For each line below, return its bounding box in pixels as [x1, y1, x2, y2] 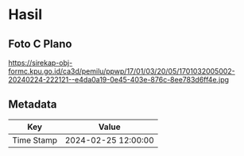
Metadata [8, 97, 57, 112]
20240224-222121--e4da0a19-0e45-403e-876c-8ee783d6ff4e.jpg [8, 75, 229, 84]
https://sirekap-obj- [8, 58, 73, 67]
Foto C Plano [8, 37, 72, 51]
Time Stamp [12, 135, 58, 146]
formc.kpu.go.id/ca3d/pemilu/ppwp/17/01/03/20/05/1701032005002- [8, 67, 236, 76]
